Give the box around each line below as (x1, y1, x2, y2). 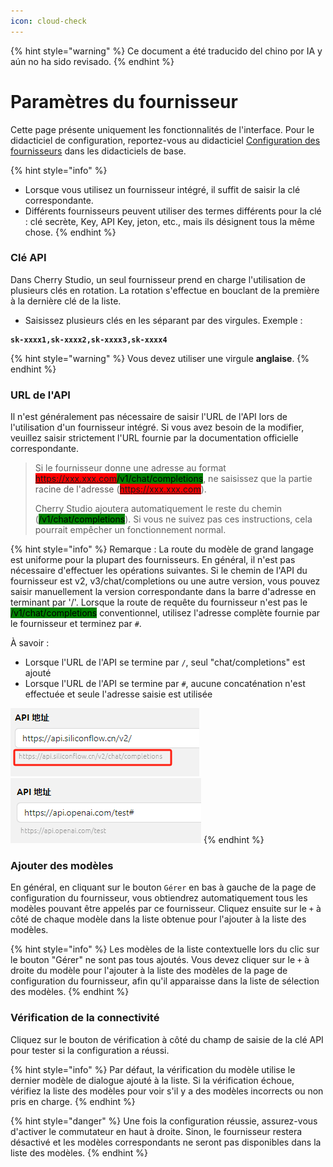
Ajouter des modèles (10, 859, 114, 873)
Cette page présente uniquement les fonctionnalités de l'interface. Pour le (10, 123, 315, 135)
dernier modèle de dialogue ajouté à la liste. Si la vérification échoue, (10, 1074, 295, 1086)
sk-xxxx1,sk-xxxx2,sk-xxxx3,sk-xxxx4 (10, 335, 168, 345)
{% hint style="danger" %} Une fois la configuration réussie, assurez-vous (10, 1115, 318, 1127)
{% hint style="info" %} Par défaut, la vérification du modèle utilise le (10, 1063, 296, 1075)
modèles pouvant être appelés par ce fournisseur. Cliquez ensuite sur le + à (10, 903, 322, 915)
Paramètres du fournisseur (10, 90, 238, 113)
